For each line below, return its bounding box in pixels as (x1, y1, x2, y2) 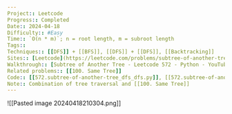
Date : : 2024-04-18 (7, 23, 60, 30)
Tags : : (7, 42, 26, 49)
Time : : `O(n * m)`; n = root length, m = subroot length (7, 36, 175, 43)
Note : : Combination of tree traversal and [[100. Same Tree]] (7, 80, 190, 87)
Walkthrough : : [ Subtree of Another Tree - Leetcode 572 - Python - (7, 61, 206, 68)
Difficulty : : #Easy (7, 29, 64, 36)
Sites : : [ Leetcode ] (7, 55, 64, 62)
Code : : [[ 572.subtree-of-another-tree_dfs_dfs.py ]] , (7, 73, 162, 81)
